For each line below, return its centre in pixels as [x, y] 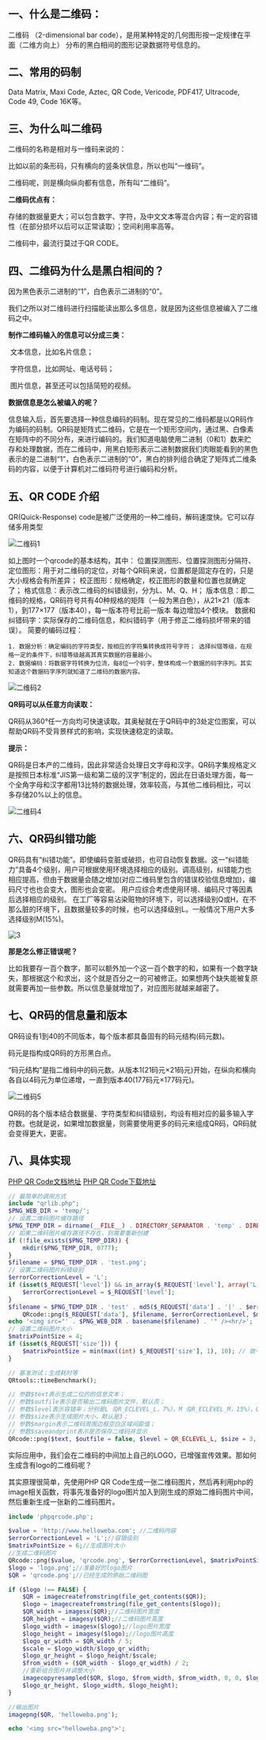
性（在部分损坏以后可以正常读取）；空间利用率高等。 [93, 227]
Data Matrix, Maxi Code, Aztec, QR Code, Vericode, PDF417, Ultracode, [124, 92]
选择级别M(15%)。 [38, 919]
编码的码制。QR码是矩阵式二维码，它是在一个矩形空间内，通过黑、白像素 [134, 429]
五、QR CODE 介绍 [54, 496]
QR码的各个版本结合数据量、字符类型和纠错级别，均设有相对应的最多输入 [127, 1113]
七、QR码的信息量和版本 [68, 1015]
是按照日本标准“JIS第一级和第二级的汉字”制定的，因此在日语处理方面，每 [127, 775]
